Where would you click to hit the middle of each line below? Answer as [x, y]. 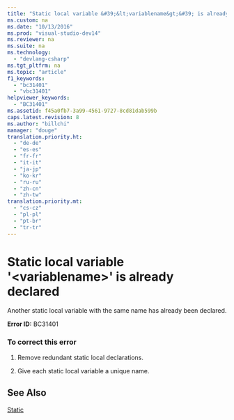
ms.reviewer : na [31, 40]
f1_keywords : [26, 78]
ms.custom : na [28, 20]
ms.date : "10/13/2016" [40, 26]
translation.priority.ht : [45, 137]
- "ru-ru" [28, 182]
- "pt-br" [28, 221]
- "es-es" [28, 150]
